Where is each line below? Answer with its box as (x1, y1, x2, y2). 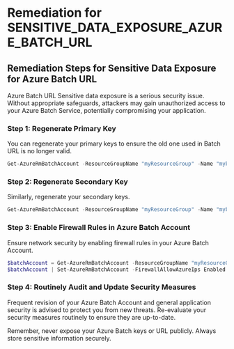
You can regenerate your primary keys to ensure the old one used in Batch (7, 139, 221, 148)
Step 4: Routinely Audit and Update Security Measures (7, 282, 196, 292)
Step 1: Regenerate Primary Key (7, 123, 116, 133)
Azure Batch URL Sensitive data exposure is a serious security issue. (7, 92, 205, 100)
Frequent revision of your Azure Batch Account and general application (7, 298, 211, 307)
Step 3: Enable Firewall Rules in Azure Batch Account (7, 223, 190, 233)
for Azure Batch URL (7, 73, 97, 85)
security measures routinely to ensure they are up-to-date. (7, 313, 176, 321)
